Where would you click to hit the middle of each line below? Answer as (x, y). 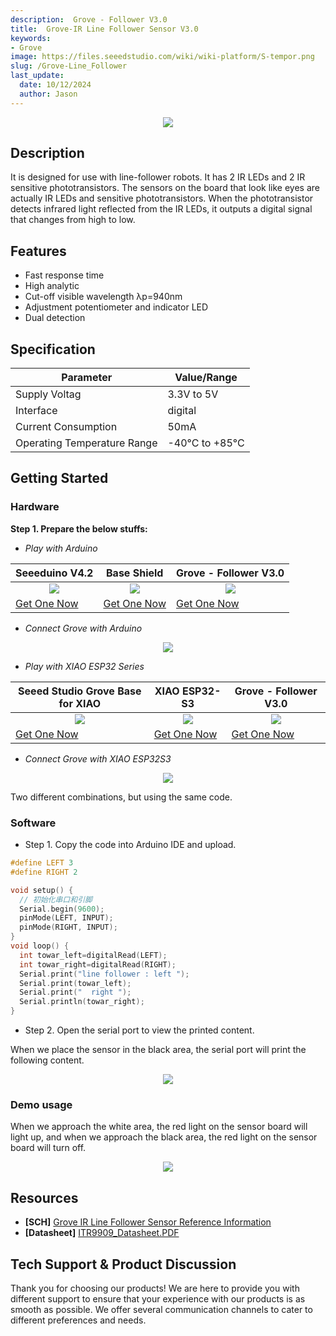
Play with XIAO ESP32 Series (84, 666)
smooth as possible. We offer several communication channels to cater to (161, 1309)
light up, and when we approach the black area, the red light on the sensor (164, 1137)
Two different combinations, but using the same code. (121, 797)
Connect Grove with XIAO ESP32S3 (98, 758)
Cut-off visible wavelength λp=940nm (103, 297)
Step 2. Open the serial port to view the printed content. (139, 1030)
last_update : (37, 76)
